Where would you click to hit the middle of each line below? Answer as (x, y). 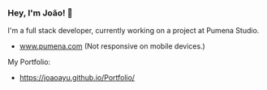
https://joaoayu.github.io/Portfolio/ (77, 78)
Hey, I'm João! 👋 (41, 13)
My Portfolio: (29, 62)
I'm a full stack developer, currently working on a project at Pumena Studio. (133, 31)
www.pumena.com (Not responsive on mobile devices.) (112, 46)
